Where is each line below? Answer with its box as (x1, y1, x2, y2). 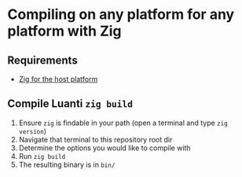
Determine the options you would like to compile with (18, 143, 191, 153)
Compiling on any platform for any (7, 6, 235, 24)
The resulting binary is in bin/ (18, 160, 115, 169)
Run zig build (18, 151, 66, 160)
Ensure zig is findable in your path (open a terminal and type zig (18, 118, 229, 127)
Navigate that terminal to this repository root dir (18, 135, 173, 144)
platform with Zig (7, 22, 122, 40)
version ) (18, 126, 47, 135)
